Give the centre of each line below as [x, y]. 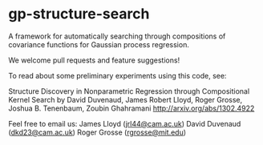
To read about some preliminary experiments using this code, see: [117, 75]
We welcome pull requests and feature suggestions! [94, 60]
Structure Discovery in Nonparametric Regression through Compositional [129, 91]
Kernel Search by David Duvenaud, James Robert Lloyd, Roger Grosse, [125, 99]
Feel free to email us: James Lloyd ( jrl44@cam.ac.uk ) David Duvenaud [125, 123]
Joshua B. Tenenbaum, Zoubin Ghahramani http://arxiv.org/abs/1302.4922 [131, 108]
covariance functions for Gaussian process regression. [99, 44]
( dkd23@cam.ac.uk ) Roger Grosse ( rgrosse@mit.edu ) [97, 132]
